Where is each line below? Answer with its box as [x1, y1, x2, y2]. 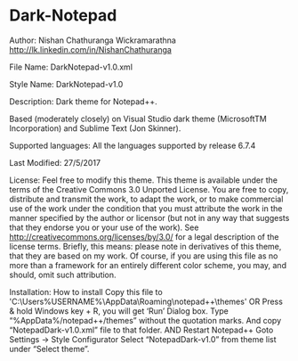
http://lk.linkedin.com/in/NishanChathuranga [9, 44, 172, 54]
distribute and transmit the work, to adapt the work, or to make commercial [9, 193, 284, 204]
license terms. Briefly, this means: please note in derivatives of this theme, [9, 241, 282, 251]
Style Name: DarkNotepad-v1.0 [9, 78, 124, 89]
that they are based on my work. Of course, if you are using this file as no [9, 250, 278, 261]
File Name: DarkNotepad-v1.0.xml [9, 62, 133, 72]
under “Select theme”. [9, 343, 90, 354]
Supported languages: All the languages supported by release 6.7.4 [9, 140, 256, 151]
